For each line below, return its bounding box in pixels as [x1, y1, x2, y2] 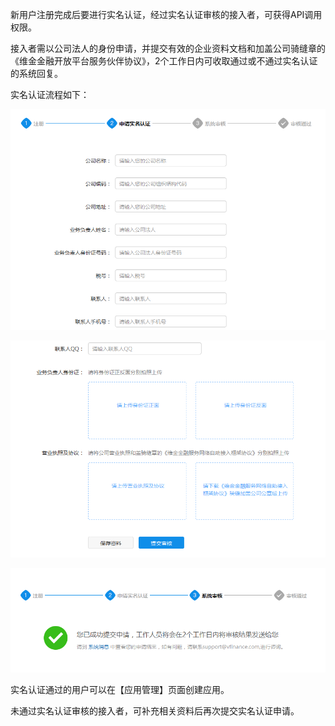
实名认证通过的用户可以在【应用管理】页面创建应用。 [10, 684, 230, 696]
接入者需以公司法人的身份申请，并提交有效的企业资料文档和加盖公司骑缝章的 [10, 43, 326, 54]
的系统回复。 [10, 68, 63, 79]
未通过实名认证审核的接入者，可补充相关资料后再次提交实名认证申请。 [10, 705, 300, 717]
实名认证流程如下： [10, 89, 90, 100]
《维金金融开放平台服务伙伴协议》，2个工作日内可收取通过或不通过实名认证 [10, 55, 318, 67]
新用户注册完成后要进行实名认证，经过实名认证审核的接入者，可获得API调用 [10, 9, 323, 20]
